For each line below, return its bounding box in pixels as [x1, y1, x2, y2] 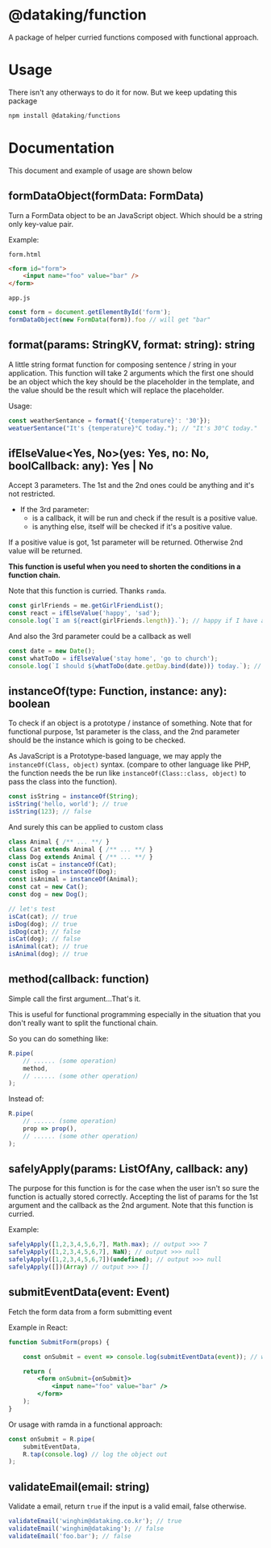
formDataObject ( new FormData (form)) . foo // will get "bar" [8, 316, 211, 324]
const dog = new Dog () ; [8, 890, 89, 898]
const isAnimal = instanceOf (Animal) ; [8, 875, 139, 884]
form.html [8, 250, 42, 259]
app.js [8, 294, 31, 302]
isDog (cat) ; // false [8, 928, 81, 936]
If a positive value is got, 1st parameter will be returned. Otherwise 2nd [8, 537, 244, 547]
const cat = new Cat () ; [8, 883, 89, 891]
